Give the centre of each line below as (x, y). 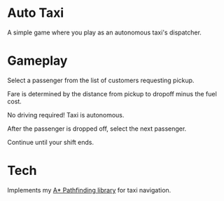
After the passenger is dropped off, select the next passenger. (97, 129)
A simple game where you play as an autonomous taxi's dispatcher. (104, 32)
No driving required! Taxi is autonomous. (66, 115)
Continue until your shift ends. (51, 142)
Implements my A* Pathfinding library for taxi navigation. (89, 190)
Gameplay (37, 61)
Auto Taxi (36, 13)
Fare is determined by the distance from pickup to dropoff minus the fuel (112, 93)
